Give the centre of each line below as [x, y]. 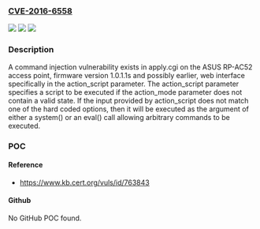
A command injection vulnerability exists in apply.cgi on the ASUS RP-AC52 [130, 67]
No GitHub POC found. [45, 218]
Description [31, 50]
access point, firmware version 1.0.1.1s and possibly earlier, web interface [127, 75]
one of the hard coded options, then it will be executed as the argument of [129, 109]
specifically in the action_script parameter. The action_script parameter [124, 84]
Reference [26, 165]
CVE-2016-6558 [40, 11]
